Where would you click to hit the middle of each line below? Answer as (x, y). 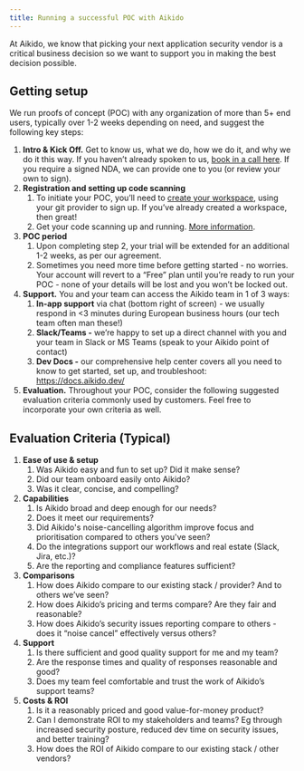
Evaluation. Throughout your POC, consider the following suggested (151, 390)
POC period (45, 236)
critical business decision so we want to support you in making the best (142, 53)
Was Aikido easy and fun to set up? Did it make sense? (138, 470)
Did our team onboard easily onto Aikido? (113, 479)
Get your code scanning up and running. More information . (146, 226)
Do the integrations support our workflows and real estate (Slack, (158, 547)
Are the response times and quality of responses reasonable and (157, 662)
